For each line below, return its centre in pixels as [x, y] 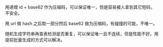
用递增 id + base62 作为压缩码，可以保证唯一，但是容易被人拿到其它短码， [80, 7]
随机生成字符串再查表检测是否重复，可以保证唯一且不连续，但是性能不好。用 [82, 34]
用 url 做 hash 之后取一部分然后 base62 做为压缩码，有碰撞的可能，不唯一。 [81, 23]
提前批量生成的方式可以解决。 [35, 40]
